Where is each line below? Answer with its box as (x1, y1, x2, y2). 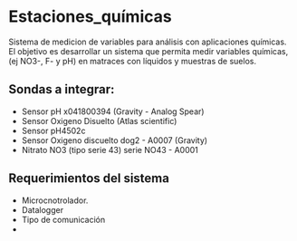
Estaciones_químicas (8, 6, 173, 27)
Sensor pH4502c (21, 125, 86, 136)
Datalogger (21, 204, 64, 215)
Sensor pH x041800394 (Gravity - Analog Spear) (21, 106, 205, 117)
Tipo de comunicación (21, 214, 106, 225)
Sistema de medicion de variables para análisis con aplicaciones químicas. (8, 36, 287, 47)
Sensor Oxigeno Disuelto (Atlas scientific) (21, 115, 177, 126)
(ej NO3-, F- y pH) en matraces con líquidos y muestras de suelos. (8, 55, 257, 66)
